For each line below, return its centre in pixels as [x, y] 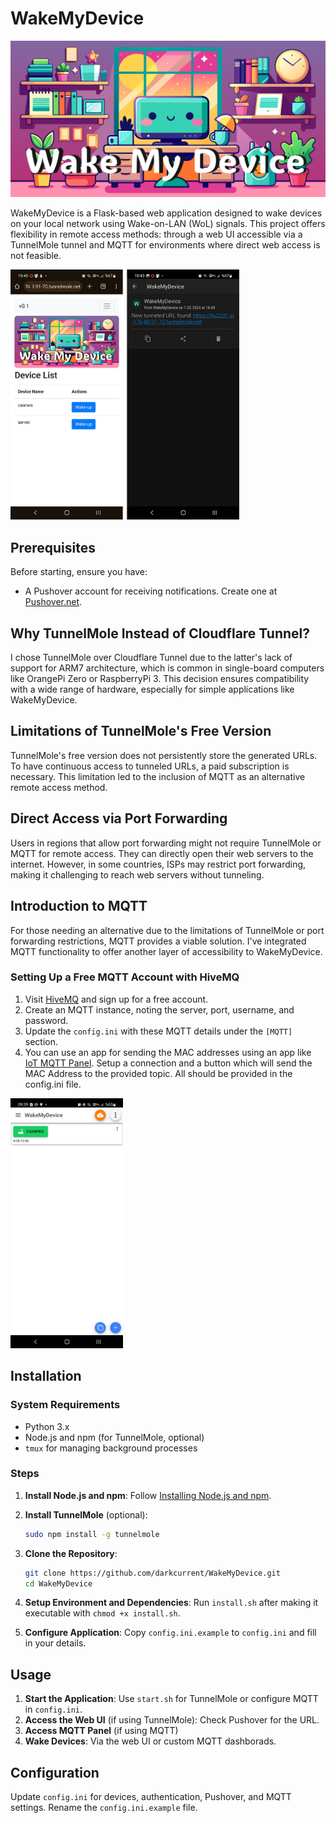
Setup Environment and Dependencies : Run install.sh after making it [171, 1603]
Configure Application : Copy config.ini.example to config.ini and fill [170, 1633]
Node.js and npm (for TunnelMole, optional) [114, 1437]
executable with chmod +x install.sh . [102, 1613]
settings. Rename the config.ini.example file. [104, 1808]
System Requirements [65, 1405]
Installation [46, 1376]
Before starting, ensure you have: [79, 572]
